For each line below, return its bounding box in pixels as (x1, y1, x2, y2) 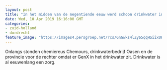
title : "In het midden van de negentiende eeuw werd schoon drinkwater (5, 12, 157, 17)
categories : (5, 21, 30, 26)
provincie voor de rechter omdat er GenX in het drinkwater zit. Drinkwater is (5, 54, 161, 60)
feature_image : (5, 35, 37, 40)
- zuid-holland (5, 26, 37, 31)
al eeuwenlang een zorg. (5, 59, 56, 65)
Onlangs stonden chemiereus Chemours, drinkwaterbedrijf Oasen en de (5, 48, 153, 55)
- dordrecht (5, 30, 30, 35)
